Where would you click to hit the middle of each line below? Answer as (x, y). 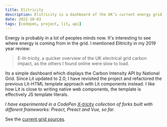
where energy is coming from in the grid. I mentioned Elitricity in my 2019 (80, 43)
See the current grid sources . (35, 119)
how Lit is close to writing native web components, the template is (73, 89)
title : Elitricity (24, 10)
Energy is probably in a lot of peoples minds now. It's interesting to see (78, 38)
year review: (18, 48)
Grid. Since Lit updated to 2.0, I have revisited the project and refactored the (83, 78)
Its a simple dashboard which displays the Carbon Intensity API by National (82, 73)
